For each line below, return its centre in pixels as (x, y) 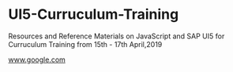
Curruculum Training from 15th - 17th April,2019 (85, 44)
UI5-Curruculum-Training (94, 14)
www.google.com (37, 59)
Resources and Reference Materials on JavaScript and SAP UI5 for (116, 36)
